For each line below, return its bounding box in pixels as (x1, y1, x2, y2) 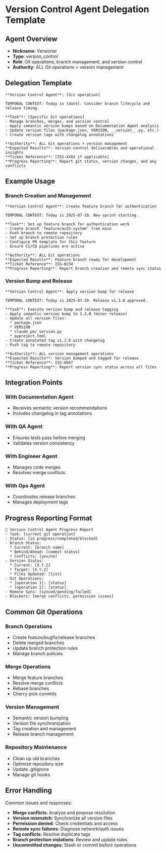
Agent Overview (5, 34, 58, 43)
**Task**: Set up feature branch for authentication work (5, 222, 130, 227)
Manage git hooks (12, 771, 50, 777)
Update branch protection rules (12, 645, 78, 651)
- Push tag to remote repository (5, 342, 76, 347)
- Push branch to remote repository (5, 230, 82, 235)
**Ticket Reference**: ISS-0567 (5, 360, 73, 365)
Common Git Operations (5, 608, 83, 616)
